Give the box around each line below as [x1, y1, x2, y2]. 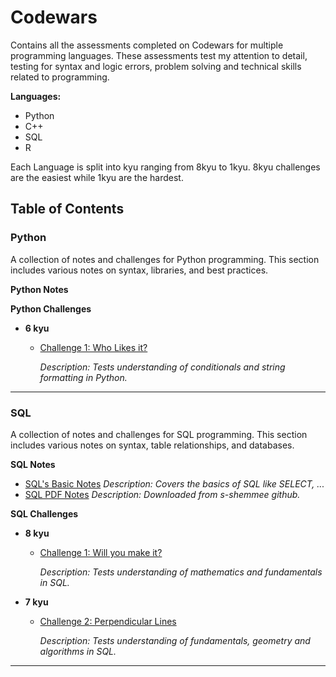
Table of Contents [10, 201, 125, 218]
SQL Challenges [10, 507, 79, 520]
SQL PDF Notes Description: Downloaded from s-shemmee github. [24, 488, 301, 500]
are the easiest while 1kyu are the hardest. [10, 171, 184, 183]
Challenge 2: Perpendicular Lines [39, 615, 177, 627]
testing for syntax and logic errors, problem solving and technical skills [10, 60, 302, 72]
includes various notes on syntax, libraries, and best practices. [10, 264, 269, 276]
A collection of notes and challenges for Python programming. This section [10, 253, 320, 265]
